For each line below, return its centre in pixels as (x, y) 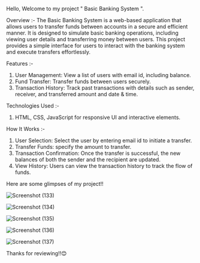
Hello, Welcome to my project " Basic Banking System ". (75, 9)
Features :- (20, 63)
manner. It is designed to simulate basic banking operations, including (92, 33)
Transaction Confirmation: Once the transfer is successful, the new (98, 153)
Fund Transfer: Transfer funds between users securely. (83, 81)
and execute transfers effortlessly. (49, 52)
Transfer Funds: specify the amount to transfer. (73, 147)
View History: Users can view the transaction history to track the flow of (104, 166)
